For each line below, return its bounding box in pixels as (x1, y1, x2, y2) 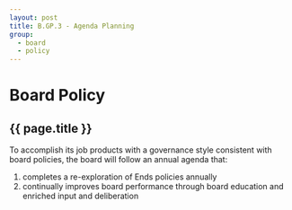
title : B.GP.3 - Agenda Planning (9, 22, 135, 31)
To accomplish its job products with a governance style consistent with (9, 144, 272, 155)
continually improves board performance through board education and (22, 181, 285, 192)
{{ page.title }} (9, 120, 93, 136)
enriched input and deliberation (22, 190, 139, 202)
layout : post (9, 13, 58, 22)
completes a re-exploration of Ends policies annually (22, 171, 217, 182)
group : (9, 30, 34, 39)
